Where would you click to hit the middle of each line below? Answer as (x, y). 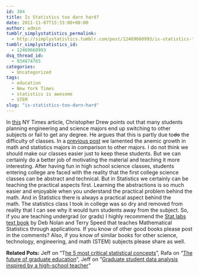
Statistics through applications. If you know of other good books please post (99, 229)
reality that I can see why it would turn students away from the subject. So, (97, 210)
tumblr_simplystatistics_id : (42, 45)
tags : (13, 77)
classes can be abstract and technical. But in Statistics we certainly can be (97, 179)
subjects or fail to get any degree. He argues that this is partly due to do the (98, 134)
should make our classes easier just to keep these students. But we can (94, 153)
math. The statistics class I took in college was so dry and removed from (94, 203)
